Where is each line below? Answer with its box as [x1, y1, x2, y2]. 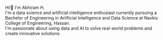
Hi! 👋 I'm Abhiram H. [5, 5, 45, 10]
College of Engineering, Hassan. [5, 20, 70, 26]
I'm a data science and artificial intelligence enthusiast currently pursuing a [5, 10, 157, 16]
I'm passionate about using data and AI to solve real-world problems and [5, 25, 152, 31]
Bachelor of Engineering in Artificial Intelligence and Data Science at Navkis [5, 15, 158, 20]
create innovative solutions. [5, 31, 61, 36]
